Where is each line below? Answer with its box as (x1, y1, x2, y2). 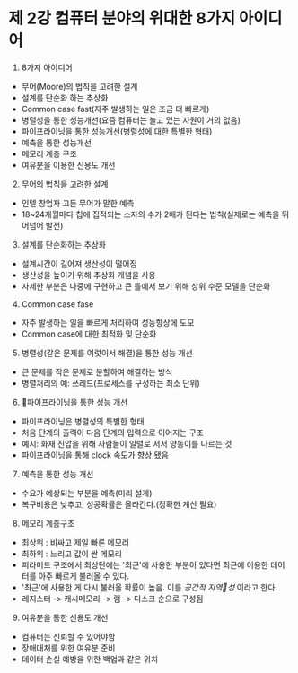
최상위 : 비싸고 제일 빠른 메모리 (21, 537, 129, 547)
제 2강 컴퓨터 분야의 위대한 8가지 (8, 8, 235, 29)
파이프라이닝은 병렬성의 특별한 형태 (21, 415, 145, 426)
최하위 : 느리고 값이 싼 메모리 (21, 548, 123, 559)
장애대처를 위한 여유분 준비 (21, 642, 116, 653)
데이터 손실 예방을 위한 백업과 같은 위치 (21, 653, 159, 664)
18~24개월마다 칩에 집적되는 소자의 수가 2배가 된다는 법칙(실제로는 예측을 (21, 208, 280, 220)
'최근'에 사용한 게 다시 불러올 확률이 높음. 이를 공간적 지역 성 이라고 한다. (21, 581, 278, 592)
